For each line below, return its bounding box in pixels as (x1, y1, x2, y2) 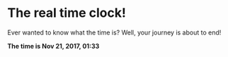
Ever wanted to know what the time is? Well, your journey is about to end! (7, 28, 222, 37)
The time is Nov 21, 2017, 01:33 (7, 42, 100, 50)
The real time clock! (7, 5, 126, 21)
